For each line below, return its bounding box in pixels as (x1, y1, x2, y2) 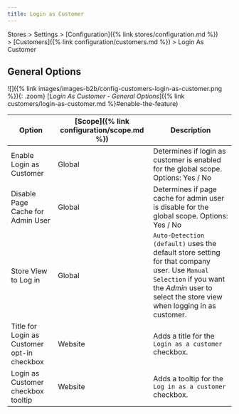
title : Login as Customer (7, 10, 84, 18)
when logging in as (152, 301, 217, 311)
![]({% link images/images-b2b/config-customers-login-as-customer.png (7, 85, 223, 93)
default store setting (152, 248, 221, 258)
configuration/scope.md (60, 125, 144, 135)
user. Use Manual (152, 265, 209, 275)
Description (170, 125, 211, 135)
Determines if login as (152, 147, 226, 156)
